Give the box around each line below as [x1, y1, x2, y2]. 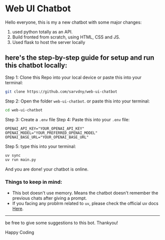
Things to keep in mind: [5, 178, 62, 185]
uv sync [5, 153, 21, 158]
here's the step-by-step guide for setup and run [5, 54, 155, 62]
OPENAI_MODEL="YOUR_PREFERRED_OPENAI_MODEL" [5, 130, 98, 136]
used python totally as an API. [12, 29, 73, 34]
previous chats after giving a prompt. [12, 195, 87, 201]
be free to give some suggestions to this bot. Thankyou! [5, 220, 118, 226]
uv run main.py [5, 157, 36, 163]
